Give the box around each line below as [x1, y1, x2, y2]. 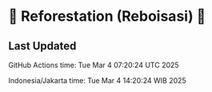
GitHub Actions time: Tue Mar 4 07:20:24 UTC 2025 [8, 60, 179, 70]
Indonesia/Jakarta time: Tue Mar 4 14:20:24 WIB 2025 [8, 76, 186, 85]
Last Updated [8, 39, 77, 53]
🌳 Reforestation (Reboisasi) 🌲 [8, 7, 206, 26]
